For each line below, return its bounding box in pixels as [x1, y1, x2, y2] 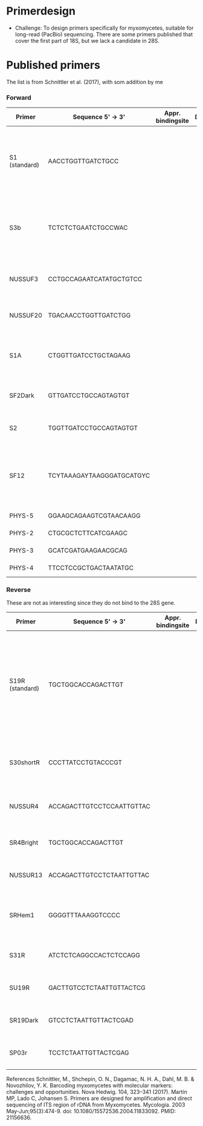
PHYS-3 [9, 546, 34, 555]
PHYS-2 [9, 529, 34, 538]
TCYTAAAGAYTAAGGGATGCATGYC [48, 472, 150, 480]
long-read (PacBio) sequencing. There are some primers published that [14, 30, 193, 37]
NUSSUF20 [9, 311, 42, 320]
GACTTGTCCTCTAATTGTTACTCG [48, 984, 146, 992]
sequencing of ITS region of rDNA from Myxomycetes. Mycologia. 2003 [6, 1101, 185, 1108]
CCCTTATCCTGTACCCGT [48, 758, 123, 767]
